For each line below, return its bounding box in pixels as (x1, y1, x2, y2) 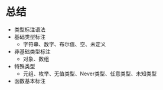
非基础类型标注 (14, 48, 51, 55)
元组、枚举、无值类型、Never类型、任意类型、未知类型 (22, 70, 157, 77)
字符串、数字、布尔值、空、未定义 (22, 41, 106, 48)
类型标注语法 (14, 26, 45, 33)
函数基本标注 (14, 77, 45, 84)
